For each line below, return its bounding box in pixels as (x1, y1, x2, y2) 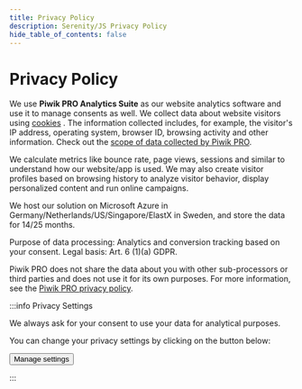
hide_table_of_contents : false (9, 30, 127, 39)
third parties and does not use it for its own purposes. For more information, (9, 274, 291, 285)
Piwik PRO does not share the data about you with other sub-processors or (9, 264, 288, 275)
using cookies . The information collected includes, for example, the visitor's (9, 118, 293, 129)
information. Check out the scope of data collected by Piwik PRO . (9, 137, 252, 148)
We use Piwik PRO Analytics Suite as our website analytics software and (9, 98, 282, 109)
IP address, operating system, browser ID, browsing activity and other (9, 127, 269, 138)
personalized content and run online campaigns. (9, 183, 189, 194)
